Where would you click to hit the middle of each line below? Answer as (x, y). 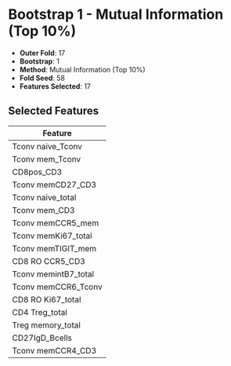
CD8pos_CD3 (37, 172)
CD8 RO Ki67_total (47, 299)
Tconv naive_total (44, 197)
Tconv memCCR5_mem (56, 223)
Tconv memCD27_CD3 (54, 185)
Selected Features (54, 111)
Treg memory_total (46, 325)
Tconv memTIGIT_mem (54, 248)
